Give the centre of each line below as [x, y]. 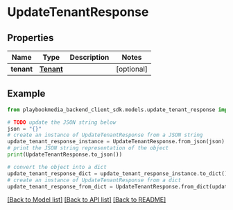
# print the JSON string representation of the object [88, 148]
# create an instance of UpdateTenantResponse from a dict [94, 180]
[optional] [131, 69]
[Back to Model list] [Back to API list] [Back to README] [87, 200]
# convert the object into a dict [57, 167]
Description [89, 57]
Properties [31, 38]
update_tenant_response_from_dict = [60, 186]
